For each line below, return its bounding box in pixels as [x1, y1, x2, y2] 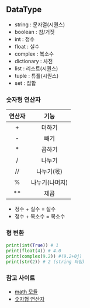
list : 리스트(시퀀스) [14, 64, 58, 72]
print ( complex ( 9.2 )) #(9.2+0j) [6, 254, 82, 259]
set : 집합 [14, 79, 36, 87]
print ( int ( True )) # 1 [6, 242, 59, 248]
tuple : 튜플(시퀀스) [14, 72, 59, 79]
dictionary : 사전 [14, 57, 53, 64]
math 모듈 [14, 288, 38, 295]
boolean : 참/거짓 [14, 28, 55, 35]
